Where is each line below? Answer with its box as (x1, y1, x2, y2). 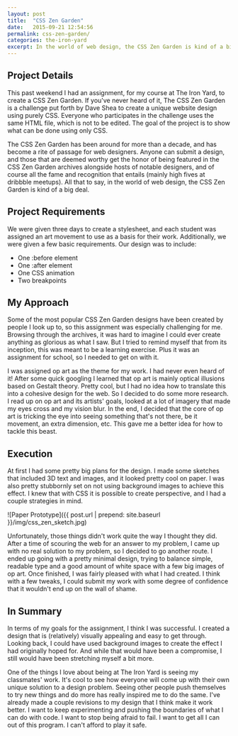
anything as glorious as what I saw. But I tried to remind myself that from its (7, 338, 227, 346)
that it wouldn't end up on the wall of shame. (7, 585, 137, 593)
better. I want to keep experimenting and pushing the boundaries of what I (7, 705, 224, 714)
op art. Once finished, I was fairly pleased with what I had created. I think (7, 569, 221, 578)
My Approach (7, 297, 69, 309)
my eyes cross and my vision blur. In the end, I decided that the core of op (7, 405, 224, 413)
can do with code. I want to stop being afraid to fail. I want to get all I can (7, 713, 220, 722)
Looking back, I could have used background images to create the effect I (7, 639, 223, 648)
